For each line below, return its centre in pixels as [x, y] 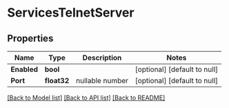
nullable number [102, 81]
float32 [57, 81]
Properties [30, 38]
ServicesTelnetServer [71, 13]
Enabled [24, 69]
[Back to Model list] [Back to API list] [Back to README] [86, 98]
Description [102, 58]
